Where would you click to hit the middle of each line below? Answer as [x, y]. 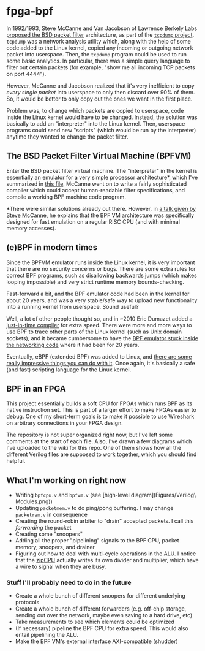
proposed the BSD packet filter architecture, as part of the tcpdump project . [100, 34]
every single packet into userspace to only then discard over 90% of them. [101, 92]
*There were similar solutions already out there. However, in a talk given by [101, 208]
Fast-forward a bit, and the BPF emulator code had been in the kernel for [98, 294]
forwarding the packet [43, 528]
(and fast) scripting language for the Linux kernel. [69, 370]
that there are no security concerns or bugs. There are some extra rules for [101, 268]
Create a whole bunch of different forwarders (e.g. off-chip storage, [101, 609]
